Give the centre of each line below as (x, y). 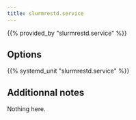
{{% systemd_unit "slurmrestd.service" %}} (68, 71)
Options (25, 55)
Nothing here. (26, 109)
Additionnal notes (46, 92)
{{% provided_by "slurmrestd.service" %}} (67, 33)
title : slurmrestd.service (45, 13)
